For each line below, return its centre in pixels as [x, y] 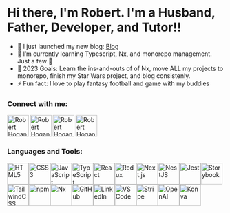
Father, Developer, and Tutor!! [94, 27]
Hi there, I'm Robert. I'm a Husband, [111, 13]
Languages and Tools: [45, 152]
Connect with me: [38, 103]
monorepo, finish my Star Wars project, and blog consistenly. [104, 75]
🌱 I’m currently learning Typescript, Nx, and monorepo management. [114, 54]
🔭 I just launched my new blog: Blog [68, 46]
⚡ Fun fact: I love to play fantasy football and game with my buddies [113, 83]
